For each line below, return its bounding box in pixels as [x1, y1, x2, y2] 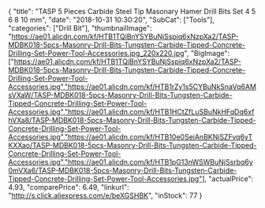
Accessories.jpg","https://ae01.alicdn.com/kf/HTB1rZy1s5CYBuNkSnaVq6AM [8, 82, 257, 91]
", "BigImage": [184, 49, 230, 58]
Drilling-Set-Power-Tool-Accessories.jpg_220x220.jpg [8, 49, 185, 58]
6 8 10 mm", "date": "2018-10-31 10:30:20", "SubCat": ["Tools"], [8, 15, 215, 24]
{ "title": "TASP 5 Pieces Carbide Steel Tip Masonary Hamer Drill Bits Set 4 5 [8, 7, 256, 16]
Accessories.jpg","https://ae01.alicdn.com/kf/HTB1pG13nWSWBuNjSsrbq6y [8, 158, 254, 166]
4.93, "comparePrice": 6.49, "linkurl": [8, 183, 129, 191]
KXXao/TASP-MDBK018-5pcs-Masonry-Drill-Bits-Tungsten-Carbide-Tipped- [8, 141, 257, 150]
